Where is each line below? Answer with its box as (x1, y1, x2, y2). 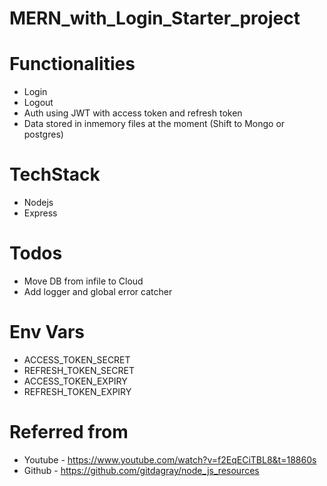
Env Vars (9, 321, 85, 344)
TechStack (9, 163, 101, 186)
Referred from (9, 421, 129, 444)
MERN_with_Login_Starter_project (9, 7, 301, 30)
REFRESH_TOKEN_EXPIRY (23, 385, 132, 397)
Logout (23, 97, 54, 109)
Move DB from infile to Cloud (23, 275, 144, 287)
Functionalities (9, 53, 136, 76)
